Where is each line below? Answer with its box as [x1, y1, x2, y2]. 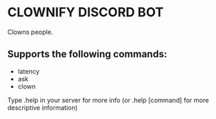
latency [17, 67, 40, 75]
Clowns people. [7, 28, 53, 36]
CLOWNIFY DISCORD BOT [7, 4, 164, 21]
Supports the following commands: [7, 48, 168, 60]
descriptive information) [7, 103, 78, 112]
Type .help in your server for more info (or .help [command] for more [7, 96, 209, 104]
